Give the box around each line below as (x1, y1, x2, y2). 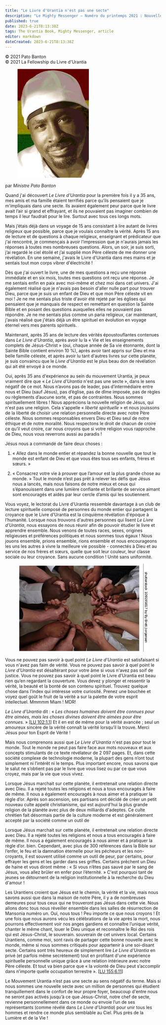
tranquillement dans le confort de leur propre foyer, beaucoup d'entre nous (5, 989, 158, 995)
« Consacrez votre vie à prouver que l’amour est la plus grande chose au (12, 470, 161, 476)
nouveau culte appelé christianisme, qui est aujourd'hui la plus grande (5, 802, 148, 808)
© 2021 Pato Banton (5, 54, 46, 60)
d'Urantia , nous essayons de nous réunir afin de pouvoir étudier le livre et (5, 522, 155, 528)
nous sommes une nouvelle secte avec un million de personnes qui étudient (5, 983, 160, 989)
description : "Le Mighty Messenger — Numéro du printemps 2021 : (5, 13, 142, 18)
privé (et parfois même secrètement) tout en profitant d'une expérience (5, 953, 151, 959)
